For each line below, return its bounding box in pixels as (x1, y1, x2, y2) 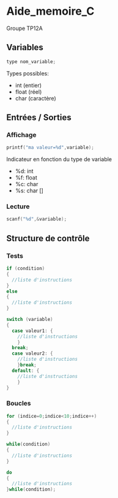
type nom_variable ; (6, 58, 56, 65)
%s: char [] (15, 187, 44, 194)
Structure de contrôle (6, 233, 90, 243)
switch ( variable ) (6, 317, 53, 323)
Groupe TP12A (6, 25, 43, 32)
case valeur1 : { (12, 328, 53, 334)
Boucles (6, 399, 32, 408)
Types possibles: (6, 69, 49, 77)
